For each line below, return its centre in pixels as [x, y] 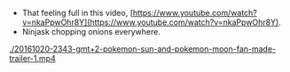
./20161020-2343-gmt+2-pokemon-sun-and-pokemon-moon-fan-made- [143, 49]
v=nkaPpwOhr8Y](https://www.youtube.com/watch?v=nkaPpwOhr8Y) [150, 22]
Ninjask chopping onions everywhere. [91, 32]
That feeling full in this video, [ [77, 13]
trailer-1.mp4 [32, 58]
